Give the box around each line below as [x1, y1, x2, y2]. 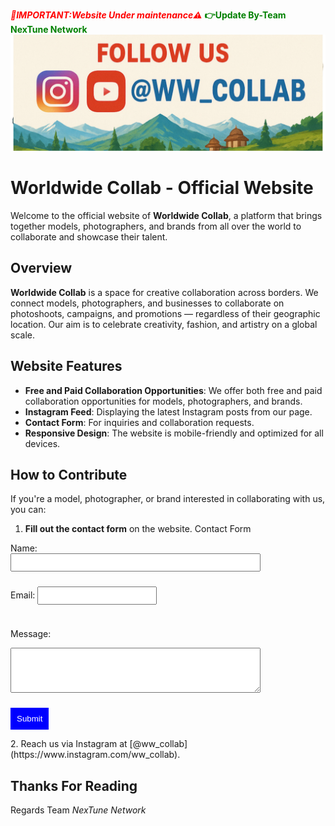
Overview [10, 260, 73, 277]
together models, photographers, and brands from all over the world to [10, 220, 302, 232]
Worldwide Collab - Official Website [10, 177, 314, 199]
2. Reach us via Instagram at [10, 738, 128, 750]
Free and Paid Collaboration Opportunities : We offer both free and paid [24, 384, 323, 396]
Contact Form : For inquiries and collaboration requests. [24, 416, 255, 428]
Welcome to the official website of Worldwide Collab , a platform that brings [10, 209, 323, 221]
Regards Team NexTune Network [10, 804, 147, 816]
